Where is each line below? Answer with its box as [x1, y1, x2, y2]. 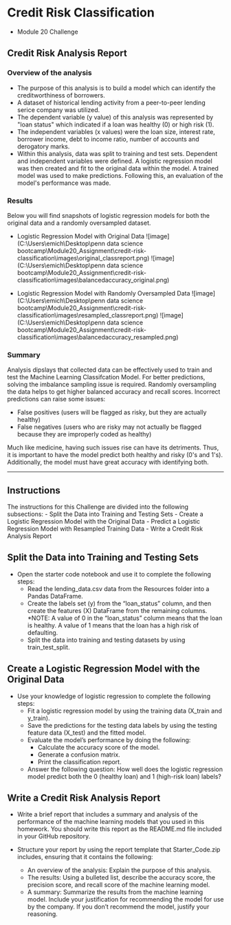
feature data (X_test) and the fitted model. [27, 728, 146, 737]
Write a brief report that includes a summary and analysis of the [16, 810, 198, 818]
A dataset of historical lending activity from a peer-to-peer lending [16, 98, 206, 107]
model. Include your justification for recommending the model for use [27, 895, 224, 904]
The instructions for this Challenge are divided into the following [7, 503, 189, 511]
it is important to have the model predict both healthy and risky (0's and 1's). [7, 451, 223, 459]
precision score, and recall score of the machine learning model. [27, 881, 210, 889]
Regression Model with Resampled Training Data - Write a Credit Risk [7, 524, 203, 533]
